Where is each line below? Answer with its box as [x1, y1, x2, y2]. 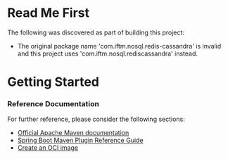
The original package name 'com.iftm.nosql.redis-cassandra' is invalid [17, 42, 222, 50]
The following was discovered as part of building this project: [7, 28, 185, 37]
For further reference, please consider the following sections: [7, 115, 185, 124]
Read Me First [7, 5, 90, 21]
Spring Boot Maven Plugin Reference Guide [17, 136, 144, 145]
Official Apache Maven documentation [17, 129, 129, 137]
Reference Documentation [7, 99, 100, 109]
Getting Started [7, 74, 100, 90]
